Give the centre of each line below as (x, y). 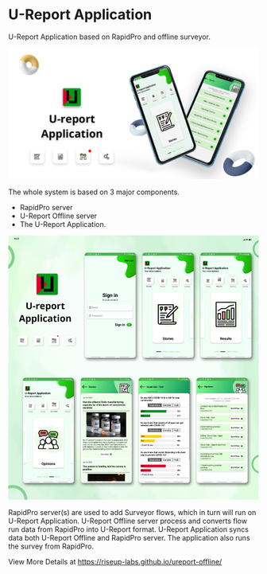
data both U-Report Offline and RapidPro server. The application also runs (129, 538)
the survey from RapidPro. (51, 546)
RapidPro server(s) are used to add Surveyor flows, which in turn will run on (132, 513)
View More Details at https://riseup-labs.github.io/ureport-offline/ (115, 562)
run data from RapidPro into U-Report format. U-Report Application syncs (128, 529)
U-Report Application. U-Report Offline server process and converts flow (128, 521)
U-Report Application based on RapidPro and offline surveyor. (109, 37)
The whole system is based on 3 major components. (94, 192)
